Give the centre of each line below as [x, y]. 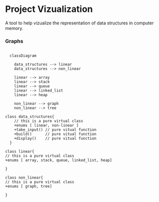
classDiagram [23, 56]
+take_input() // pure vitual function [55, 130]
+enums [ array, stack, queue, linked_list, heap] [59, 160]
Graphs [14, 41]
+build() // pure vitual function [55, 134]
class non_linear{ [24, 178]
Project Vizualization [49, 9]
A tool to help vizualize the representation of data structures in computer [79, 23]
